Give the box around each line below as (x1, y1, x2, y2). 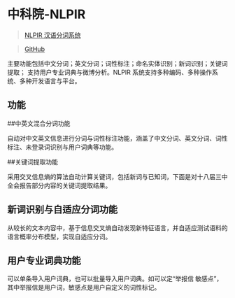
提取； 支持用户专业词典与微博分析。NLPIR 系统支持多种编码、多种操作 (7, 68, 213, 76)
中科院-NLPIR (7, 6, 86, 22)
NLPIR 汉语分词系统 (24, 31, 81, 39)
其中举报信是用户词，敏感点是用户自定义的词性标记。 (7, 283, 161, 292)
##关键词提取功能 (7, 157, 58, 166)
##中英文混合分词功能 (7, 119, 71, 127)
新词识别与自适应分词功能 (7, 204, 117, 215)
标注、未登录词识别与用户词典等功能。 (7, 143, 117, 151)
